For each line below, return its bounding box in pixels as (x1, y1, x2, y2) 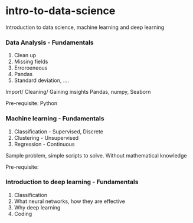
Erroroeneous (14, 64, 48, 71)
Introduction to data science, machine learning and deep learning (5, 24, 165, 31)
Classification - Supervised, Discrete (14, 128, 104, 135)
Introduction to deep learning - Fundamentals (5, 178, 139, 186)
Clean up (14, 52, 37, 59)
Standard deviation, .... (14, 77, 69, 84)
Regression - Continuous (14, 140, 75, 147)
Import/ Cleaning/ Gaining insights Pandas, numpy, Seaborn (5, 88, 151, 96)
